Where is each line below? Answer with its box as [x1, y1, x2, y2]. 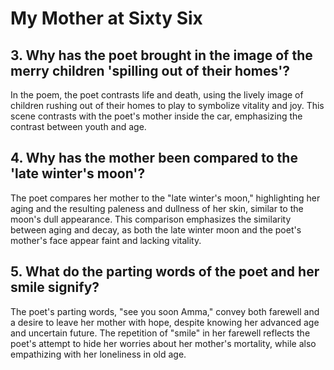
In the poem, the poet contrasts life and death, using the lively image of [10, 89, 304, 101]
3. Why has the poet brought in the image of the [10, 47, 313, 64]
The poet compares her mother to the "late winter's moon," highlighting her [10, 192, 321, 204]
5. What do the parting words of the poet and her [10, 263, 320, 281]
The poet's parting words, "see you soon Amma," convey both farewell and [10, 305, 320, 317]
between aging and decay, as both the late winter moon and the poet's [10, 223, 302, 236]
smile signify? [10, 279, 100, 296]
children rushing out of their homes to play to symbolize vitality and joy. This [10, 100, 325, 111]
